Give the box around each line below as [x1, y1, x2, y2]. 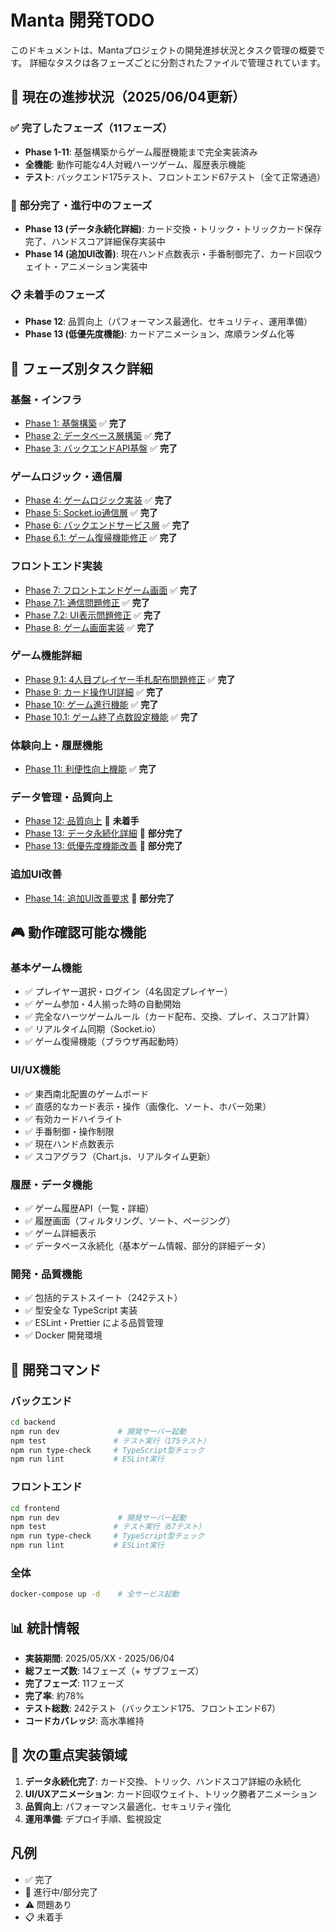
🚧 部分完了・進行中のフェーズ [10, 198, 153, 212]
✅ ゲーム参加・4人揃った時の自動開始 [24, 998, 182, 1010]
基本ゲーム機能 [10, 961, 83, 975]
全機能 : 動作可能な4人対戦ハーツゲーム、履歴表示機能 [24, 158, 247, 170]
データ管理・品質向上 [10, 791, 113, 805]
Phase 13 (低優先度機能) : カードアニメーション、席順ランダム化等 [24, 328, 295, 340]
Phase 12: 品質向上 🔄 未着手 [24, 815, 140, 827]
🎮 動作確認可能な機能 [10, 924, 147, 941]
